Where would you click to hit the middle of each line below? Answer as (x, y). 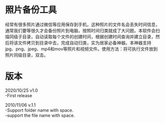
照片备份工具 (31, 10)
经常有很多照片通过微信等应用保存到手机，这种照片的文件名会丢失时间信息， (82, 24)
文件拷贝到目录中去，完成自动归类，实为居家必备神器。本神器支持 (84, 42)
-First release (19, 95)
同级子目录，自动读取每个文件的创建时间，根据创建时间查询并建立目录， (82, 37)
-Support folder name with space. (39, 110)
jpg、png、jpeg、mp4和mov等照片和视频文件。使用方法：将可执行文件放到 (82, 49)
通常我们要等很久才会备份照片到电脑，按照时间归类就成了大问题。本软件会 (80, 30)
